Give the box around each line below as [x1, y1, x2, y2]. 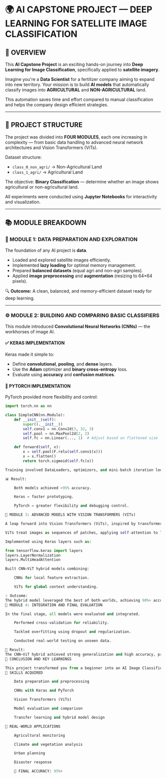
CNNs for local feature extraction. [14, 575, 90, 580]
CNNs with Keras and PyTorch [14, 688, 74, 693]
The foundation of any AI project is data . [5, 247, 87, 253]
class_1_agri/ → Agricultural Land [12, 169, 83, 175]
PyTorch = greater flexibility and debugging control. [14, 503, 129, 508]
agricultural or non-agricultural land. [5, 184, 79, 190]
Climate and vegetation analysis [14, 742, 83, 747]
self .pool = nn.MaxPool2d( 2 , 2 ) [23, 431, 90, 436]
